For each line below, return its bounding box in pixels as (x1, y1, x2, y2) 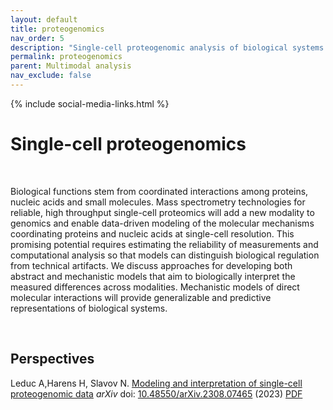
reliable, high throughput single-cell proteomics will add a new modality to (10, 206, 315, 218)
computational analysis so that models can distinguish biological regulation (10, 249, 320, 261)
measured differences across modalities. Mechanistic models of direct (10, 281, 300, 293)
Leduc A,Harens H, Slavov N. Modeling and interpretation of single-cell (10, 377, 303, 389)
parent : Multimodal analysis (10, 61, 132, 71)
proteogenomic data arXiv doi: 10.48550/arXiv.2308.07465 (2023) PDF (10, 387, 303, 400)
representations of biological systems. (10, 302, 168, 314)
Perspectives (10, 351, 95, 368)
